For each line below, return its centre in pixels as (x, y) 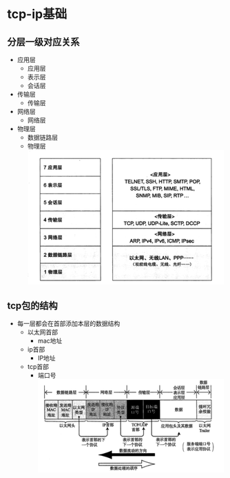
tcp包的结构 (33, 306)
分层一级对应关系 (43, 42)
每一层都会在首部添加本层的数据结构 (69, 324)
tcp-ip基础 (37, 14)
